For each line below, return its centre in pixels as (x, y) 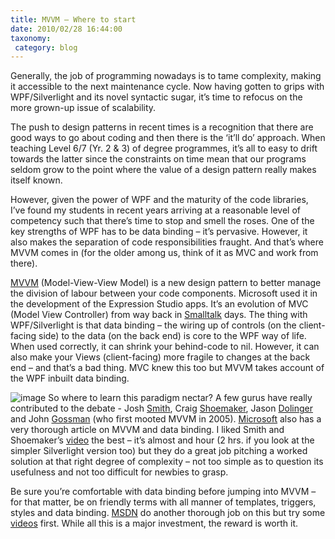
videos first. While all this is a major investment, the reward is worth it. (154, 523)
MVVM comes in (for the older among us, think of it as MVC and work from (164, 253)
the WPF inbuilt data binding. (70, 378)
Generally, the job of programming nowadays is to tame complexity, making (166, 76)
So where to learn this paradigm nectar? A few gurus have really (180, 398)
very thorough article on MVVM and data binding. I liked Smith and (147, 430)
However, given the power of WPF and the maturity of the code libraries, (159, 200)
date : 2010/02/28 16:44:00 (66, 29)
